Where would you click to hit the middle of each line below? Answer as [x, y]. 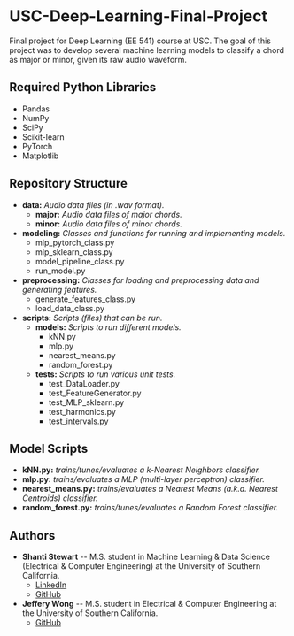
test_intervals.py [78, 421]
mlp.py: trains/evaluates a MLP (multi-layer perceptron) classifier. [143, 479]
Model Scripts [49, 448]
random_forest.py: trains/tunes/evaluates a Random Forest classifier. [150, 508]
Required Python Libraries [83, 87]
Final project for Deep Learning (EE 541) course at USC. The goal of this [140, 41]
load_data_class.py [70, 308]
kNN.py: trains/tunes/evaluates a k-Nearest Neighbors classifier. [141, 470]
